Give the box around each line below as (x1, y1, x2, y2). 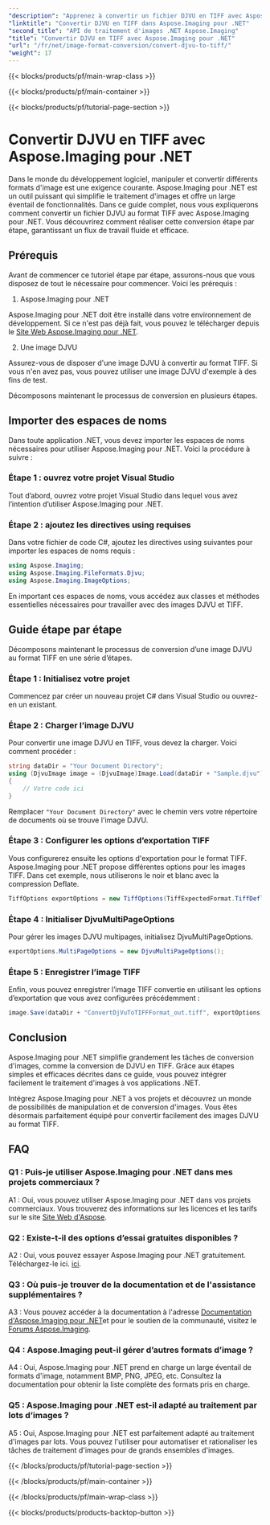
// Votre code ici (22, 785, 84, 793)
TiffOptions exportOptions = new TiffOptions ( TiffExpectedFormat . (8, 894, 235, 903)
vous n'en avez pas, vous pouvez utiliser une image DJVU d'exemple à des (8, 367, 257, 376)
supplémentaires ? (8, 1289, 83, 1300)
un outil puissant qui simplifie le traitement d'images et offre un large (8, 191, 235, 201)
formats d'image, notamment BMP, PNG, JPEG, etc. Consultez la (8, 1371, 223, 1381)
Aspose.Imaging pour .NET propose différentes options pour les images (8, 862, 246, 871)
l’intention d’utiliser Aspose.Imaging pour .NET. (8, 499, 163, 509)
